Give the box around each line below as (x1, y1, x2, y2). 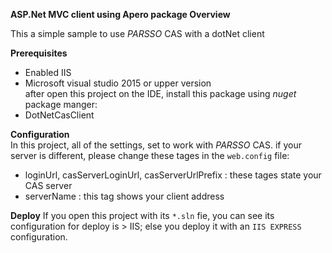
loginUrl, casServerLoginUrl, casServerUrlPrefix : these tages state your (24, 169, 322, 181)
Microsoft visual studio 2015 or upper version (24, 77, 212, 89)
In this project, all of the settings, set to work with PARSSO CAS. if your (10, 139, 303, 151)
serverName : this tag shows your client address (24, 190, 225, 202)
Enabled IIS (24, 67, 72, 78)
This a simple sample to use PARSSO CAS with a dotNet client (10, 28, 265, 39)
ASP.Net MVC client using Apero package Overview (10, 9, 231, 20)
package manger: (24, 99, 98, 110)
